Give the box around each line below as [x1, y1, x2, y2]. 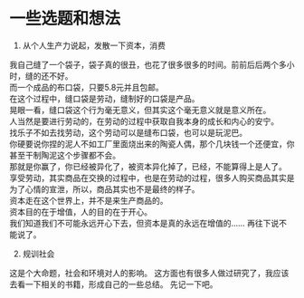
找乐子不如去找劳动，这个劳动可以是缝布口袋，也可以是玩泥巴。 [9, 127, 247, 138]
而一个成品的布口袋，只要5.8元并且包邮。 [9, 82, 165, 92]
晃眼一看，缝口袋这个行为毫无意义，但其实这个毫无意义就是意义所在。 [9, 104, 271, 115]
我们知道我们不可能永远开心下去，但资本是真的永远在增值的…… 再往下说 [9, 217, 280, 228]
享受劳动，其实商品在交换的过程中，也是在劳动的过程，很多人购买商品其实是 [9, 172, 295, 183]
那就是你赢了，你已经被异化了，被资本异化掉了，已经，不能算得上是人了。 [9, 160, 287, 172]
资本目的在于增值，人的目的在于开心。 [9, 206, 152, 217]
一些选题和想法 [9, 8, 121, 29]
